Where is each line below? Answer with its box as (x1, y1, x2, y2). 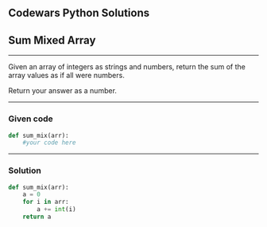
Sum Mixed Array (8, 33, 96, 47)
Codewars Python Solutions (8, 6, 149, 20)
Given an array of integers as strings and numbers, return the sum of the (8, 62, 246, 72)
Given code (8, 113, 53, 124)
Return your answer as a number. (8, 86, 118, 96)
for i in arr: (22, 198, 69, 206)
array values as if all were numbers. (8, 71, 125, 80)
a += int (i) (37, 205, 77, 213)
